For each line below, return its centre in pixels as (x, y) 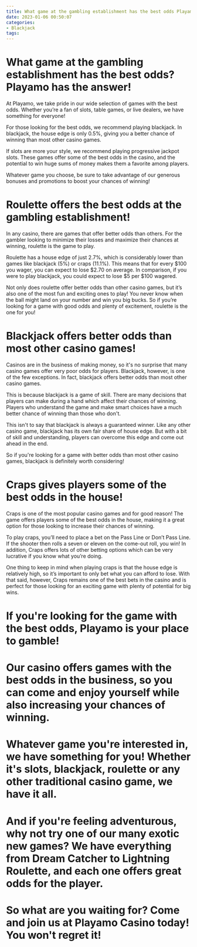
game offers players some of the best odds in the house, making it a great (95, 520)
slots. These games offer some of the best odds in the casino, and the (91, 157)
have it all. (32, 794)
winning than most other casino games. (54, 140)
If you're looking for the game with (92, 616)
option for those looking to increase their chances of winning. (80, 526)
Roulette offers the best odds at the (94, 205)
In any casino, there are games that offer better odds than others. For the (94, 233)
